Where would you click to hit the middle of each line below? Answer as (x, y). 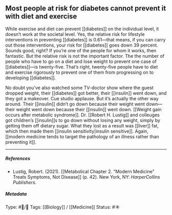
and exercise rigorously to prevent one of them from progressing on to (80, 72)
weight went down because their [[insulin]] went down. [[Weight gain (89, 109)
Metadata (16, 194)
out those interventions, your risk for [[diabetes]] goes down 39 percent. (82, 45)
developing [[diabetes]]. (31, 78)
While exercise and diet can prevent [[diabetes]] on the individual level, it (82, 29)
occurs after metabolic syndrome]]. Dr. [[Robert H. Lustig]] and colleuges (82, 115)
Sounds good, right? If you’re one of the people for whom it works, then (81, 50)
